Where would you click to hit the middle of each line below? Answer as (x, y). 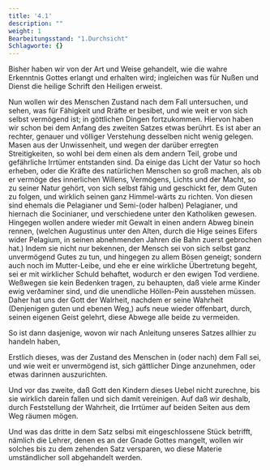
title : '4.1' (30, 16)
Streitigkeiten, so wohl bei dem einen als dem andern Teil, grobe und (123, 154)
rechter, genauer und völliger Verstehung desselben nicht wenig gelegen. (131, 137)
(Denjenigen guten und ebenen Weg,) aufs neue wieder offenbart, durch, (131, 309)
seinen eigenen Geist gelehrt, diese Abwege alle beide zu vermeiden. (124, 318)
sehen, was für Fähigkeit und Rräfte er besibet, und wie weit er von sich (128, 111)
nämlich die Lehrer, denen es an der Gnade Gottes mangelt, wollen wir (126, 440)
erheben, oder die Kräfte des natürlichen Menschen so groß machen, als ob (135, 171)
